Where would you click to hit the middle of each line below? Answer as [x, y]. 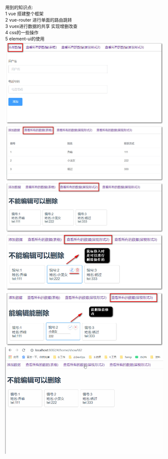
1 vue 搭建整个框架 [24, 14]
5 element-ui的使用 [25, 39]
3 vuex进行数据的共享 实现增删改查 [41, 26]
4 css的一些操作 [22, 32]
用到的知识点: [19, 7]
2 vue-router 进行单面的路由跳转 [39, 20]
